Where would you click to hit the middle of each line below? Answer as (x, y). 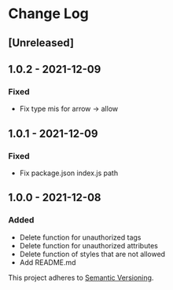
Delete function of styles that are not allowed (92, 254)
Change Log (48, 14)
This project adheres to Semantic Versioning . (81, 277)
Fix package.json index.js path (69, 173)
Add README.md (48, 262)
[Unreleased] (41, 43)
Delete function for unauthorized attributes (89, 245)
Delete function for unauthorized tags (80, 237)
